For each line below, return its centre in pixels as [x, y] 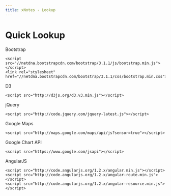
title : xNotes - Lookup [31, 10]
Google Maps [19, 123]
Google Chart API [24, 142]
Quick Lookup [35, 35]
